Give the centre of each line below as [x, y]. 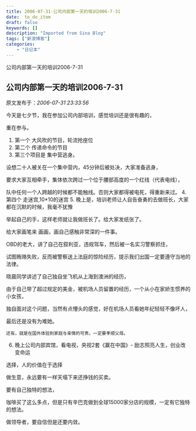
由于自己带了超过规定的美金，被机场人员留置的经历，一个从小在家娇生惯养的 [98, 289]
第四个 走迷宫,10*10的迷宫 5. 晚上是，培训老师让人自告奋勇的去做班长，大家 [97, 199]
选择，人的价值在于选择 [34, 365]
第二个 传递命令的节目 [41, 147]
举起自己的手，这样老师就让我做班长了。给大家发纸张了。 [75, 219]
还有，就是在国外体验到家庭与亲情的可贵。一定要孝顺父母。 [67, 333]
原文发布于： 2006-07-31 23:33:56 [47, 103]
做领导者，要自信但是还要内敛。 [44, 422]
